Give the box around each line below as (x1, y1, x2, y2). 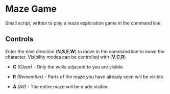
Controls (5, 35, 34, 43)
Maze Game (5, 3, 57, 15)
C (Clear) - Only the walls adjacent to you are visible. (12, 63, 124, 69)
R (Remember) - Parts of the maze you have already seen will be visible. (12, 74, 165, 80)
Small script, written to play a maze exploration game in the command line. (5, 20, 162, 26)
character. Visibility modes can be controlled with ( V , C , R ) (5, 54, 126, 60)
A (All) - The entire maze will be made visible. (12, 83, 109, 89)
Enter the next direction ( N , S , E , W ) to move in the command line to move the (5, 48, 165, 54)
